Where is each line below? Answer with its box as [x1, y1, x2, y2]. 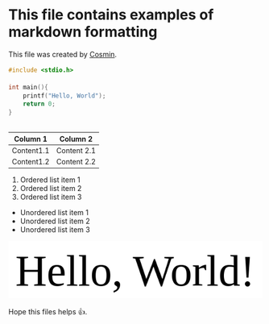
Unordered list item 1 [19, 207, 89, 217]
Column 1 [14, 134, 48, 143]
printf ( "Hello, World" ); [23, 91, 106, 100]
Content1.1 [11, 145, 50, 155]
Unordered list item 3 [19, 224, 90, 235]
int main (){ [8, 83, 48, 91]
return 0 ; [23, 100, 56, 108]
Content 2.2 [56, 157, 97, 167]
